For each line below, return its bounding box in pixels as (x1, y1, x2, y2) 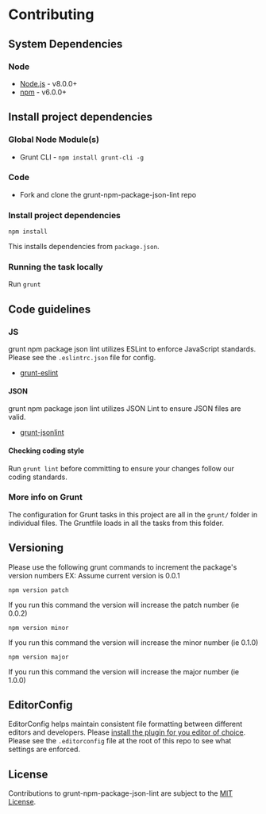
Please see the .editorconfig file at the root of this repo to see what (8, 736, 232, 746)
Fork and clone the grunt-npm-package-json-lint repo (19, 190, 197, 199)
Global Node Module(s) (8, 134, 99, 145)
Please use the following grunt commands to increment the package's (8, 562, 237, 572)
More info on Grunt (8, 492, 83, 503)
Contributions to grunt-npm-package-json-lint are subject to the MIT (8, 789, 233, 798)
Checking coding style (8, 446, 85, 455)
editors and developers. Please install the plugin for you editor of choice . (8, 728, 246, 737)
